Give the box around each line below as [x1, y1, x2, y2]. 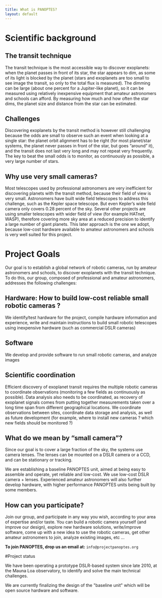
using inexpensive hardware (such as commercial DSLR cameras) [5, 325, 136, 330]
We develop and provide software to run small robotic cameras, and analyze [5, 352, 157, 358]
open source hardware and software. [5, 587, 79, 594]
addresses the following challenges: [5, 280, 77, 286]
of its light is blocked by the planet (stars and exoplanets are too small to [5, 75, 149, 80]
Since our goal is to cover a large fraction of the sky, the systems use [5, 447, 143, 453]
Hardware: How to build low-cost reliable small [5, 294, 149, 302]
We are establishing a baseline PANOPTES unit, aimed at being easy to [5, 466, 146, 472]
